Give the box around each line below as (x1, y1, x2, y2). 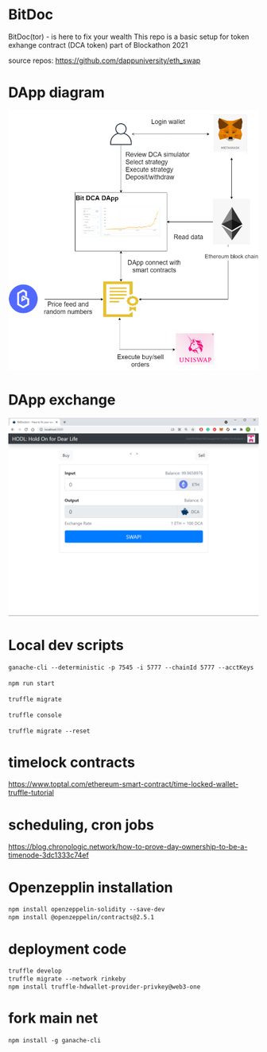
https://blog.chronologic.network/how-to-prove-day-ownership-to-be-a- (8, 842, 248, 852)
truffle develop (8, 967, 62, 975)
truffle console (8, 711, 62, 719)
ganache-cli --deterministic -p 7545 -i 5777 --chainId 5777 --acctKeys (8, 663, 254, 671)
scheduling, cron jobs (8, 816, 155, 833)
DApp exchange (8, 391, 116, 409)
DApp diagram (8, 83, 105, 102)
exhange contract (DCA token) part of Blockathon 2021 (8, 40, 188, 49)
